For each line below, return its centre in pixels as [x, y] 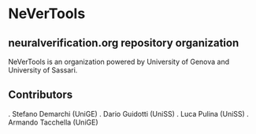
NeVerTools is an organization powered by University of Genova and [119, 61]
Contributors [41, 95]
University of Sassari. [43, 70]
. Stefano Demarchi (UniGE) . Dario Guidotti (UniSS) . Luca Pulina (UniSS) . [129, 114]
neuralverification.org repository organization [124, 43]
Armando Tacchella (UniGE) [53, 122]
